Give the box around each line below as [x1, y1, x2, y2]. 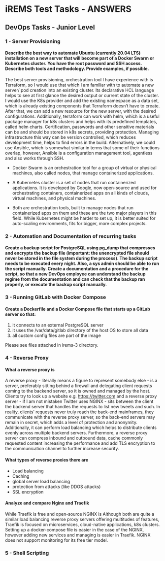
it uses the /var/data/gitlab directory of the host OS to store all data [12, 328, 149, 333]
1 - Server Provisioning [5, 38, 61, 45]
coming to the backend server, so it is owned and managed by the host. [5, 388, 151, 394]
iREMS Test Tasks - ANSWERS [5, 3, 132, 15]
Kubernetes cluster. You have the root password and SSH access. [5, 61, 142, 66]
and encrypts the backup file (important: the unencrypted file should [5, 250, 149, 256]
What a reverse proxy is [5, 366, 55, 372]
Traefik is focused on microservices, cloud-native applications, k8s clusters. [5, 521, 160, 528]
